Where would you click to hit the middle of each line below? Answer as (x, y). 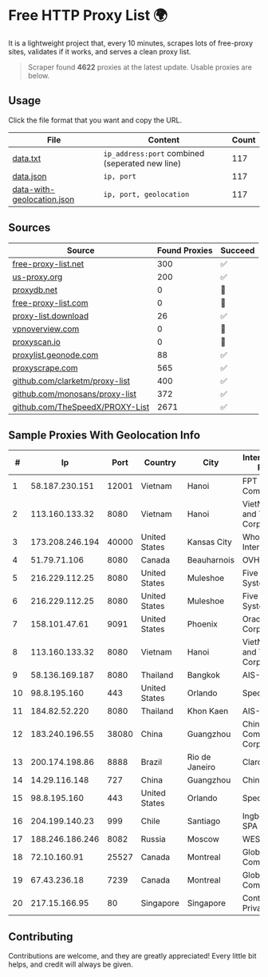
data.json (30, 176)
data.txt (27, 158)
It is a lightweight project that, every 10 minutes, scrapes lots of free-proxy (131, 43)
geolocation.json (43, 199)
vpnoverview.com (46, 329)
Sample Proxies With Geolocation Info (104, 435)
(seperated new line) (142, 163)
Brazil (152, 763)
